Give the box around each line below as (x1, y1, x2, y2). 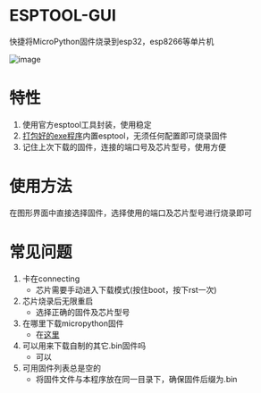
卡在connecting (21, 273, 80, 284)
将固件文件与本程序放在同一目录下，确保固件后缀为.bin (35, 373, 238, 384)
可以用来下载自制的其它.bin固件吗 (21, 340, 147, 351)
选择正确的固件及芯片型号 (35, 306, 130, 317)
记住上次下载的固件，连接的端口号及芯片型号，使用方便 (21, 141, 226, 152)
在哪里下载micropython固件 (21, 318, 124, 329)
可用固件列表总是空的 (21, 363, 101, 373)
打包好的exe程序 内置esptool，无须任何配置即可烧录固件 (21, 130, 228, 141)
